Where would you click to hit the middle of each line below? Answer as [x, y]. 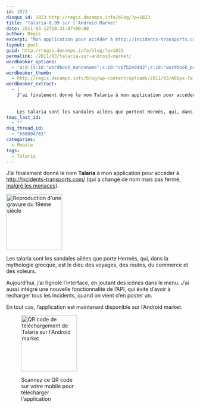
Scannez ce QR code [47, 380]
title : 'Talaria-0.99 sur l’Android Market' [62, 23]
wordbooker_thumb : [29, 73]
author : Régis [24, 34]
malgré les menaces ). [33, 186]
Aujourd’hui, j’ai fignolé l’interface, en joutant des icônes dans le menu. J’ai [98, 283]
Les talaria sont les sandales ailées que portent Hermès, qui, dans [105, 112]
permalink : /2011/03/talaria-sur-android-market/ [69, 56]
